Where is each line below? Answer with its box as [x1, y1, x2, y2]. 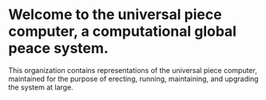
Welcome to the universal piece [8, 6, 222, 24]
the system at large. [8, 82, 73, 92]
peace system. [8, 40, 109, 57]
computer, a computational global [8, 22, 237, 40]
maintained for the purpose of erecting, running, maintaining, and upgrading [8, 74, 259, 83]
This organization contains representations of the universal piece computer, [8, 65, 257, 75]
